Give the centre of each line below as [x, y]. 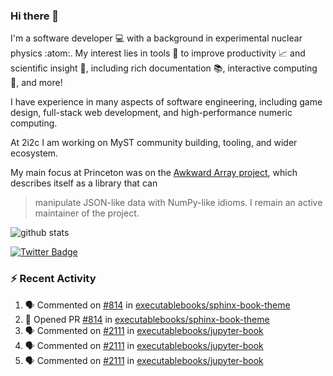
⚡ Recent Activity [53, 279]
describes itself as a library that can [84, 183]
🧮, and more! [36, 83]
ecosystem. [34, 153]
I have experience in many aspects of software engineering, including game [166, 102]
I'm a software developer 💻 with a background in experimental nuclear [156, 38]
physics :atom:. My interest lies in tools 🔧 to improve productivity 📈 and [158, 53]
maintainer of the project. [87, 213]
